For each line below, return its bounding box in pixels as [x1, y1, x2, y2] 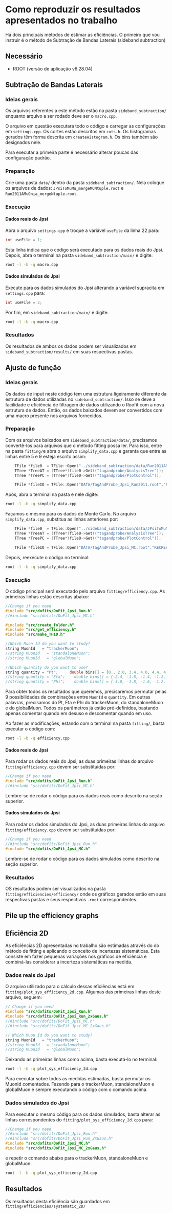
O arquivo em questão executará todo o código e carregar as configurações [5, 123, 166, 129]
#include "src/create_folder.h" [5, 622, 74, 628]
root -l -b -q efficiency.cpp [5, 736, 70, 741]
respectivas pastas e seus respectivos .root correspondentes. [5, 896, 138, 902]
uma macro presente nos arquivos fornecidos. [5, 413, 103, 419]
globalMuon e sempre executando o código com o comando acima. [5, 1086, 148, 1093]
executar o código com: [5, 726, 55, 732]
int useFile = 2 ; [5, 300, 42, 305]
